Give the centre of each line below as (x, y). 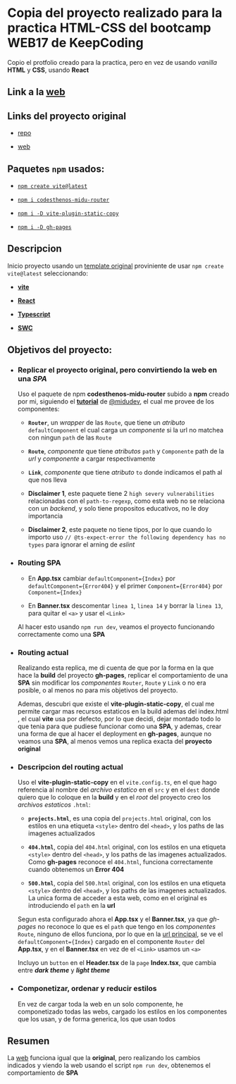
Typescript (34, 314)
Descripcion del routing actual (70, 767)
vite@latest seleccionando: (48, 273)
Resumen (29, 1041)
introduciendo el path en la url (72, 906)
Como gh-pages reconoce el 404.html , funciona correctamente (120, 862)
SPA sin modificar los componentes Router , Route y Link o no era (112, 683)
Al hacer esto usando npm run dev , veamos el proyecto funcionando (116, 627)
